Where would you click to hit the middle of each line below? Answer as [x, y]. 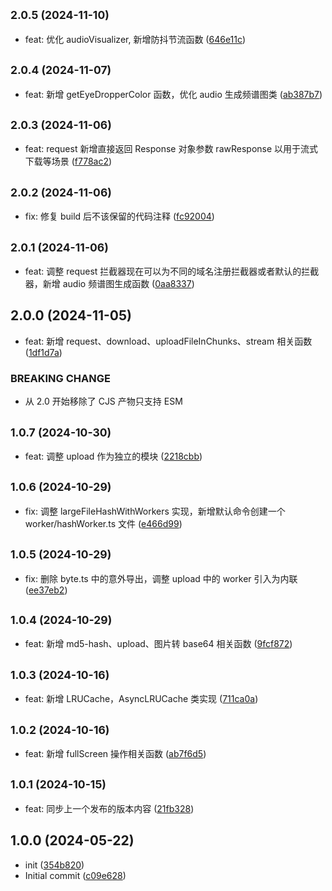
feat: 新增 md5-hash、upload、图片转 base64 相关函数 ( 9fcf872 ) [158, 644]
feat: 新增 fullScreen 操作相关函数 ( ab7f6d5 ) [115, 754]
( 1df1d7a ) [43, 352]
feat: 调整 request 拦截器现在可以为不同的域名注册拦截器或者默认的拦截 [172, 271]
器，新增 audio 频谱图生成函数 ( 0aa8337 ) [109, 284]
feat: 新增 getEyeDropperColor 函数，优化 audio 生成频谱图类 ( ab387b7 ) [173, 94]
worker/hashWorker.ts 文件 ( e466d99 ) [103, 523]
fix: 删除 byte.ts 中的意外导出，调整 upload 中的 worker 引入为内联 [161, 578]
